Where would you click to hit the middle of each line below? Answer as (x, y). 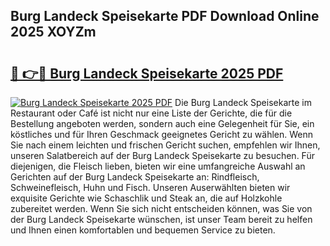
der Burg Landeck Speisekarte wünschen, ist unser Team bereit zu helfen (161, 219)
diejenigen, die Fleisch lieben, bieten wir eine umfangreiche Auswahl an (158, 166)
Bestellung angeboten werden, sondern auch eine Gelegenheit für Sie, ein (162, 123)
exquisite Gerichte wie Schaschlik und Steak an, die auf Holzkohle (146, 198)
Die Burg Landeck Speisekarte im (243, 102)
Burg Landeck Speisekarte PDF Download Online (165, 16)
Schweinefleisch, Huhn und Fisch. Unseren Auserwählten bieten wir (150, 187)
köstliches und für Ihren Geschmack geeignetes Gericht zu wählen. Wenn (162, 134)
